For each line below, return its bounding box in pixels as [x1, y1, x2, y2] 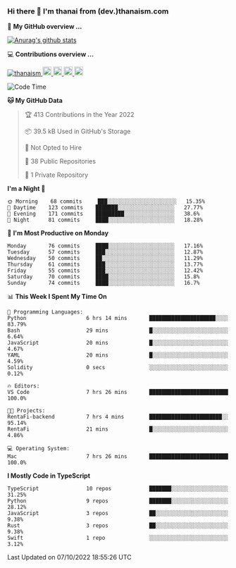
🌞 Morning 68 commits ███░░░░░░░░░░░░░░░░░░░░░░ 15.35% [7, 198, 206, 205]
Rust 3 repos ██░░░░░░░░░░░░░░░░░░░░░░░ [7, 522, 229, 529]
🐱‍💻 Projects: [7, 407, 46, 414]
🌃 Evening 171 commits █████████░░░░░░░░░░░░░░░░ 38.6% [7, 211, 200, 218]
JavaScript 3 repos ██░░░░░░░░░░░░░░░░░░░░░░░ [7, 510, 229, 517]
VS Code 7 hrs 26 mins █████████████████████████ [7, 389, 229, 396]
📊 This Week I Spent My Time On [7, 292, 107, 301]
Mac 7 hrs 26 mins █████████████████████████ [7, 453, 229, 460]
